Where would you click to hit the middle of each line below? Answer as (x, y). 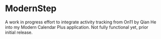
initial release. (19, 32)
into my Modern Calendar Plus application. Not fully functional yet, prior (77, 27)
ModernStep (31, 9)
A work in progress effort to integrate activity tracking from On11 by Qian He (81, 22)
